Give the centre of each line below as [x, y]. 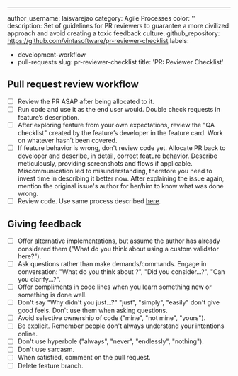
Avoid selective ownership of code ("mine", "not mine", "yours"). [112, 318]
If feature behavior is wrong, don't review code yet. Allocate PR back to [121, 148]
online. [27, 334]
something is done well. [52, 295]
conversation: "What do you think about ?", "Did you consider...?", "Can [121, 272]
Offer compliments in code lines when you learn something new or [115, 287]
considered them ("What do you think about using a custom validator [118, 249]
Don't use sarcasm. [46, 349]
